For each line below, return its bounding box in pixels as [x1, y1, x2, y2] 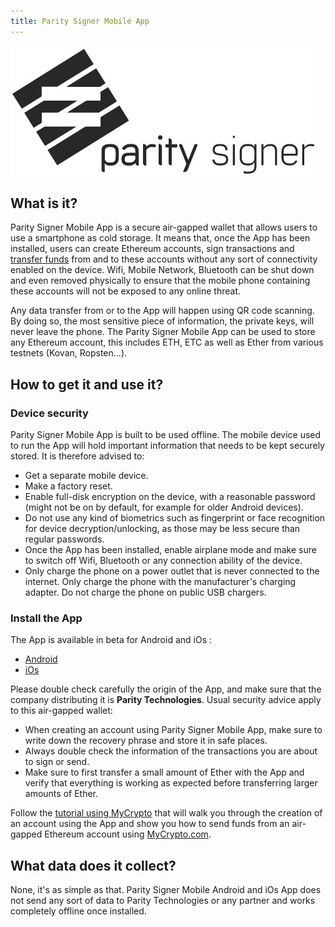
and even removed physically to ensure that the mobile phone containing [10, 275, 311, 287]
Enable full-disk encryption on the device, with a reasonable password [24, 491, 316, 503]
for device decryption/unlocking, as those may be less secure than [24, 523, 301, 535]
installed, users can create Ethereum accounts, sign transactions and [10, 243, 295, 255]
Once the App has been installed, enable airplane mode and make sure [24, 544, 317, 556]
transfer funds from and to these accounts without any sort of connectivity [10, 253, 318, 265]
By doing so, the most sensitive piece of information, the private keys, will [10, 315, 315, 327]
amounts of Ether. [24, 788, 99, 800]
